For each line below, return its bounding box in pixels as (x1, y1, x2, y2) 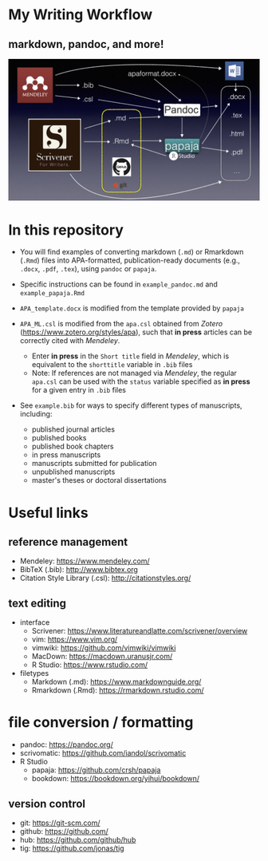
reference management (8, 535, 128, 549)
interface (19, 618, 50, 627)
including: (19, 409, 53, 419)
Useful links (8, 504, 89, 522)
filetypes (19, 669, 49, 678)
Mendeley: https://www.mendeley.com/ (19, 556, 150, 566)
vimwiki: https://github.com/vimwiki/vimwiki (31, 643, 176, 653)
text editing (8, 596, 66, 610)
